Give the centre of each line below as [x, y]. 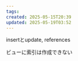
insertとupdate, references [38, 40]
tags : [13, 11]
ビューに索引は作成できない [39, 52]
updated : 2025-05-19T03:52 [39, 22]
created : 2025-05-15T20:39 [39, 17]
